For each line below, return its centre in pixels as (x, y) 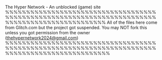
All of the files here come (132, 22)
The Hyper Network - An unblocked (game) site (53, 7)
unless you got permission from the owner (48, 33)
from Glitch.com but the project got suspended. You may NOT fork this (76, 28)
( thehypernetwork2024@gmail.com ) (42, 38)
